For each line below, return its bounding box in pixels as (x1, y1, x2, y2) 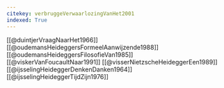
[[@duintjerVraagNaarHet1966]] (6, 35, 98, 44)
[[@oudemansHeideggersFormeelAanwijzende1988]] (6, 43, 159, 51)
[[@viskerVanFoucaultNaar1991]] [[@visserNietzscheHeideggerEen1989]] (6, 58, 218, 66)
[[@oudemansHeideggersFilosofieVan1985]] (6, 50, 134, 59)
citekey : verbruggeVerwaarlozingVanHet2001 (6, 10, 135, 17)
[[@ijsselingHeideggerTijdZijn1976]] (6, 72, 109, 80)
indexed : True (6, 17, 48, 24)
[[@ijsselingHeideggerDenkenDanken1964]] (6, 65, 133, 73)
